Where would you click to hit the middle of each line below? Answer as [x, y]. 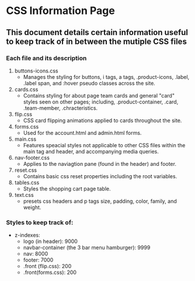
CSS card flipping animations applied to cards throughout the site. [102, 120]
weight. [32, 207]
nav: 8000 [36, 254]
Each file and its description [46, 58]
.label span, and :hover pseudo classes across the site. [89, 83]
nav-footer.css [32, 157]
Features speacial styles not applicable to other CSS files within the [104, 145]
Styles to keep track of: [40, 222]
